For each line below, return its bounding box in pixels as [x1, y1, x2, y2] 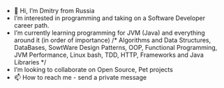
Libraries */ [13, 58, 47, 66]
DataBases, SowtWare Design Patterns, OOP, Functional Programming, [13, 44, 218, 51]
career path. [13, 21, 50, 29]
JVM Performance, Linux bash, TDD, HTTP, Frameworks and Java [13, 51, 204, 59]
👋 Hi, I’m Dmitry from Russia [13, 7, 95, 15]
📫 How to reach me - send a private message [13, 73, 147, 81]
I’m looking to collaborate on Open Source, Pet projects [13, 66, 173, 73]
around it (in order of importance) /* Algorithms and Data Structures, [13, 36, 211, 44]
